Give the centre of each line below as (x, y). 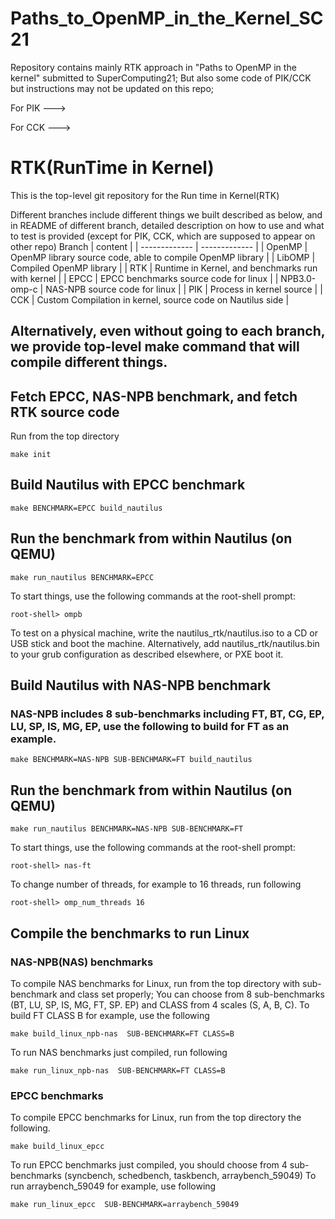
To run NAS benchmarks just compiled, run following (119, 1052)
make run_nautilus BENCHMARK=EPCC (82, 577)
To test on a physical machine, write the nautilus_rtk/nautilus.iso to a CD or (164, 633)
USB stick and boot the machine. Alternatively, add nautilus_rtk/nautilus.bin (165, 643)
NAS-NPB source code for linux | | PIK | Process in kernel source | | (184, 289)
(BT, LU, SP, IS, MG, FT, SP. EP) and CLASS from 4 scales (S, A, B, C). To (160, 1004)
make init (31, 455)
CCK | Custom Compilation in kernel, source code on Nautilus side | (150, 299)
